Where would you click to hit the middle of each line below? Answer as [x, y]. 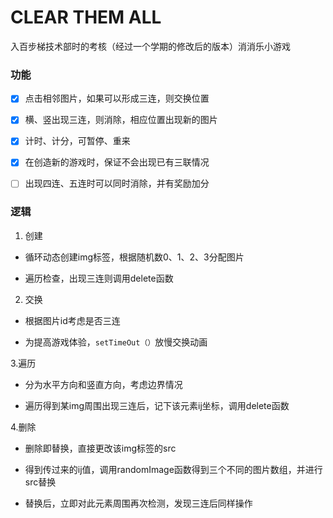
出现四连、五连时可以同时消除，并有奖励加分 [117, 183]
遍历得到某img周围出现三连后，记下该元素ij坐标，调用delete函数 [157, 405]
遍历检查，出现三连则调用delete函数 [99, 278]
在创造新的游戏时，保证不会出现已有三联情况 [117, 162]
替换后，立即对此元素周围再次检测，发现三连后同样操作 [138, 503]
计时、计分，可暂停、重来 [77, 141]
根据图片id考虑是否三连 [72, 320]
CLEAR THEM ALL [86, 17]
